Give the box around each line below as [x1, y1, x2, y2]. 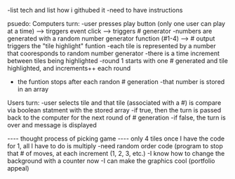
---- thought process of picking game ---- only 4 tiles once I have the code [7, 134, 225, 143]
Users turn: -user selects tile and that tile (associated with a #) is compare [7, 99, 222, 107]
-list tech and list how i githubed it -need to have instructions [7, 6, 183, 14]
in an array [17, 85, 49, 93]
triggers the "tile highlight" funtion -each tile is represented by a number [7, 42, 216, 50]
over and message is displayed [7, 121, 97, 129]
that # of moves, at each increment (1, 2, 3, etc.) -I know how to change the [7, 150, 225, 157]
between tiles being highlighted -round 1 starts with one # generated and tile [7, 57, 228, 65]
